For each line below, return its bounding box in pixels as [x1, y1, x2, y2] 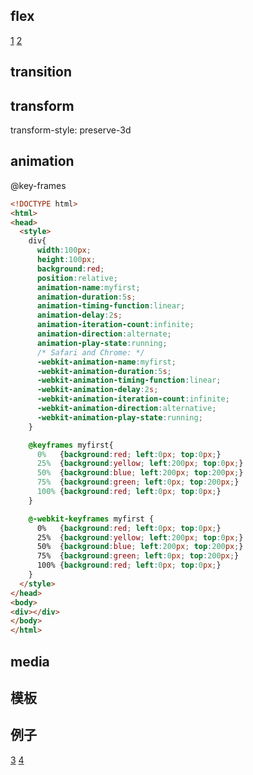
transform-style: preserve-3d [10, 124, 132, 136]
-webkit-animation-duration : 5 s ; [36, 366, 172, 376]
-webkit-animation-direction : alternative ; [36, 404, 217, 414]
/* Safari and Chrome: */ [36, 347, 145, 358]
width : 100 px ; [36, 245, 92, 256]
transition [10, 64, 73, 81]
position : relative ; [36, 273, 118, 283]
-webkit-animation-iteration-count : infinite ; [36, 394, 230, 404]
